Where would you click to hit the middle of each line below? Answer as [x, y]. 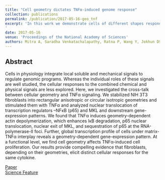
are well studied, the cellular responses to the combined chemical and [76, 84]
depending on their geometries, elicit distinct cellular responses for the [77, 152]
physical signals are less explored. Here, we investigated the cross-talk [77, 89]
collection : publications [31, 14]
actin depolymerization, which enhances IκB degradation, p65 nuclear [76, 121]
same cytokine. [20, 157]
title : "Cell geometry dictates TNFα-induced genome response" [71, 10]
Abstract [19, 62]
